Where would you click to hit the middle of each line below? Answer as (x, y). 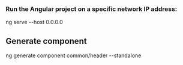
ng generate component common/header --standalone (73, 55)
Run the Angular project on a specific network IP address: (91, 9)
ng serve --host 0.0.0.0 (34, 22)
